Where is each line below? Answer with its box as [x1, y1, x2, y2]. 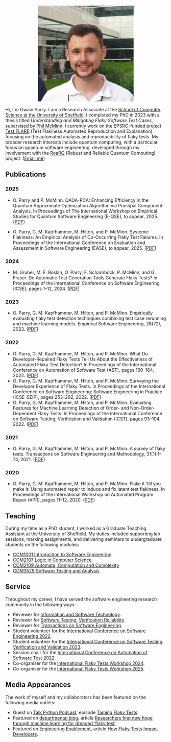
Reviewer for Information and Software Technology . [12, 611, 121, 617]
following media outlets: [5, 699, 56, 705]
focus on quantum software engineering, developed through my [5, 145, 140, 151]
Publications [5, 170, 46, 179]
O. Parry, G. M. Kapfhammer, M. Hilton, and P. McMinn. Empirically [12, 310, 153, 316]
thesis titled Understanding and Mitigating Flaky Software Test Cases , [5, 117, 153, 123]
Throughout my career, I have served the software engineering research [5, 596, 157, 602]
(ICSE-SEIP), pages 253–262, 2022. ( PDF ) [12, 394, 102, 400]
